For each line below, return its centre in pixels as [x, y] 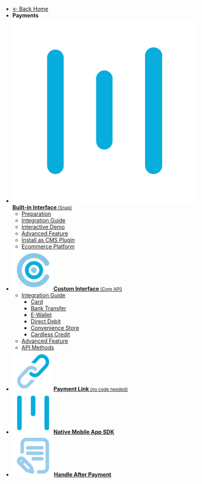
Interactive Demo [43, 227]
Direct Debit [46, 321]
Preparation [36, 214]
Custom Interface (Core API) [88, 289]
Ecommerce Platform [48, 247]
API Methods [37, 348]
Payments [25, 15]
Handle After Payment [83, 475]
